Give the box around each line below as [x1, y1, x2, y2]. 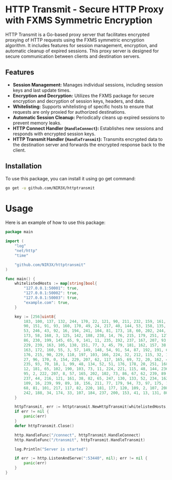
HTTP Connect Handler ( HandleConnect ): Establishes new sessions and [12, 125, 164, 131]
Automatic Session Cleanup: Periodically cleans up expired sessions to [12, 114, 165, 120]
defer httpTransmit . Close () [14, 423, 74, 428]
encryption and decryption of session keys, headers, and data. [12, 98, 145, 104]
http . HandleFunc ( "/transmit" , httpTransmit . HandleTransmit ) [14, 437, 145, 443]
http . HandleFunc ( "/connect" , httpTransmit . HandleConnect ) [14, 432, 141, 437]
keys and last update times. [12, 87, 71, 93]
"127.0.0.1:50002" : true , [24, 290, 79, 296]
